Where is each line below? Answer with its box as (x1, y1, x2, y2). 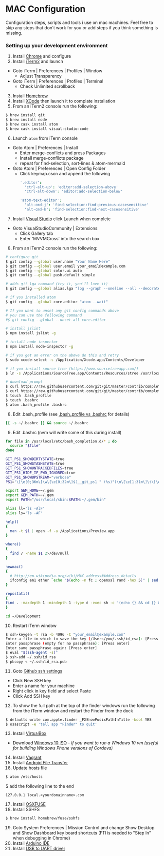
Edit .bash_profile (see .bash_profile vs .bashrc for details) (12, 411, 130, 417)
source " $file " (10, 443, 41, 448)
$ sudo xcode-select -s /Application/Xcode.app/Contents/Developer (5, 357, 146, 362)
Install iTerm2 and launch (12, 59, 63, 64)
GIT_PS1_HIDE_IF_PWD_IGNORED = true (5, 470, 76, 475)
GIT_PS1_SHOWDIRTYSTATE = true (5, 457, 65, 462)
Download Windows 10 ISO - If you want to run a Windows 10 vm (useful (12, 740, 159, 746)
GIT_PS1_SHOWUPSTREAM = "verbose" (5, 475, 71, 480)
